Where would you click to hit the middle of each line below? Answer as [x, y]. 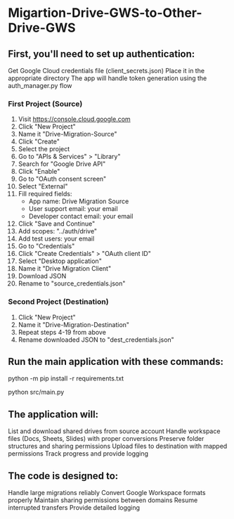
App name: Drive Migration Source [79, 201]
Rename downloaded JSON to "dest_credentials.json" [96, 340]
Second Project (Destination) [58, 302]
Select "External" [43, 186]
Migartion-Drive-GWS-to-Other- [105, 13]
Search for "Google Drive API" [62, 164]
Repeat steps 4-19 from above [62, 332]
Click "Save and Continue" [57, 224]
